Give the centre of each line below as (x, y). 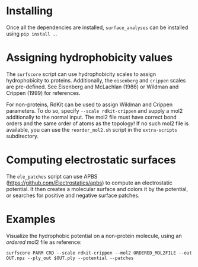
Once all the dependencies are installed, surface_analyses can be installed (97, 27)
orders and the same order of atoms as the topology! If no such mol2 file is (98, 123)
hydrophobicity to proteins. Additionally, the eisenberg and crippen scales (96, 80)
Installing (30, 11)
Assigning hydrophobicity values (90, 58)
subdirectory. (23, 136)
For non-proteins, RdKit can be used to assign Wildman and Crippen (90, 104)
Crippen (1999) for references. (43, 93)
